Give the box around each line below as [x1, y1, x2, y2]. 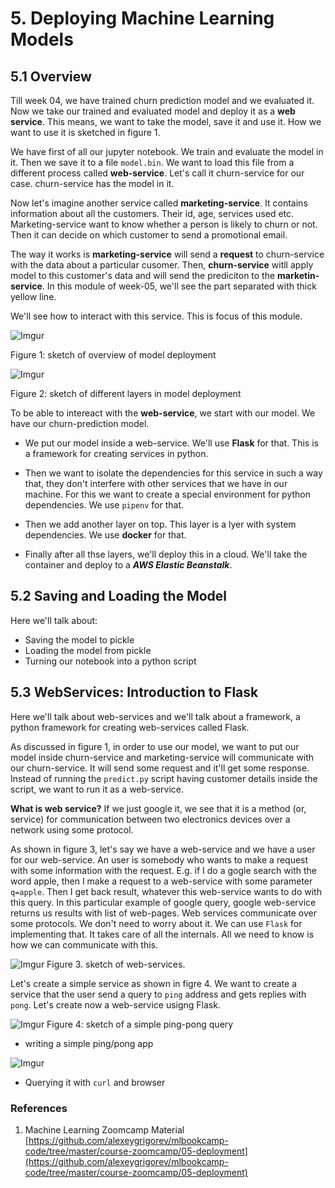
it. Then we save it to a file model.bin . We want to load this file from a [10, 157, 295, 168]
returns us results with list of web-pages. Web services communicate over [10, 907, 317, 919]
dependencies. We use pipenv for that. [24, 499, 185, 511]
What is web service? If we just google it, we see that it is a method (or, [10, 802, 307, 814]
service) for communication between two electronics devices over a [10, 813, 291, 825]
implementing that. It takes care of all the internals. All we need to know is [10, 928, 315, 940]
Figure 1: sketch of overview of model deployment [10, 349, 217, 361]
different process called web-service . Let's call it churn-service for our [10, 167, 305, 179]
